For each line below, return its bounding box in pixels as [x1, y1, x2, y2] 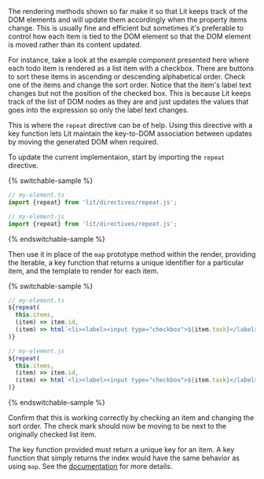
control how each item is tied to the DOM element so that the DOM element [8, 31, 251, 41]
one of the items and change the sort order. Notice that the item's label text [8, 80, 251, 90]
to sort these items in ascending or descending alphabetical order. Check [8, 72, 246, 81]
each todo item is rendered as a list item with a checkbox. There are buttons [8, 64, 255, 73]
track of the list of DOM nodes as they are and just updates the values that [8, 97, 249, 106]
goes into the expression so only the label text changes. [8, 105, 189, 115]
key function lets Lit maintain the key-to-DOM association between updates [8, 129, 253, 138]
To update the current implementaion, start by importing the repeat [8, 152, 225, 162]
